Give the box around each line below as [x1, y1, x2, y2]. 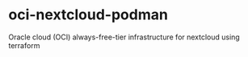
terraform [8, 40, 40, 50]
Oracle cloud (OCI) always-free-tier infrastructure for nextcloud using [8, 32, 240, 42]
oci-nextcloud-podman [8, 6, 168, 24]
